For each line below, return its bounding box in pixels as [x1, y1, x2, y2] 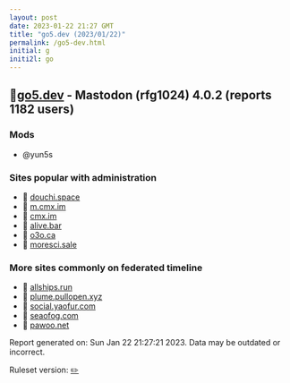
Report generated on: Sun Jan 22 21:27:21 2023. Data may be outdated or [9, 337, 281, 348]
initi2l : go [9, 55, 54, 64]
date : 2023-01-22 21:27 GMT [9, 21, 115, 30]
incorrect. [9, 346, 46, 358]
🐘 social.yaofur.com [21, 301, 96, 311]
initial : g [9, 47, 50, 55]
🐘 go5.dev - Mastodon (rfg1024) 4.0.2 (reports [9, 88, 272, 103]
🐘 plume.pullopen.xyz [21, 292, 103, 302]
